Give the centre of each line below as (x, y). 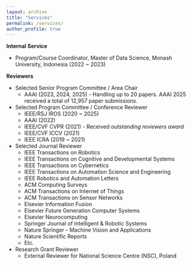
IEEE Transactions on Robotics (62, 153)
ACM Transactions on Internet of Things (74, 191)
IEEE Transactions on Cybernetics (66, 165)
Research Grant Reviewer (47, 249)
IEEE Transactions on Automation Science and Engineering (97, 172)
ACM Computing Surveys (56, 185)
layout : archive (27, 12)
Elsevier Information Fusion (58, 204)
